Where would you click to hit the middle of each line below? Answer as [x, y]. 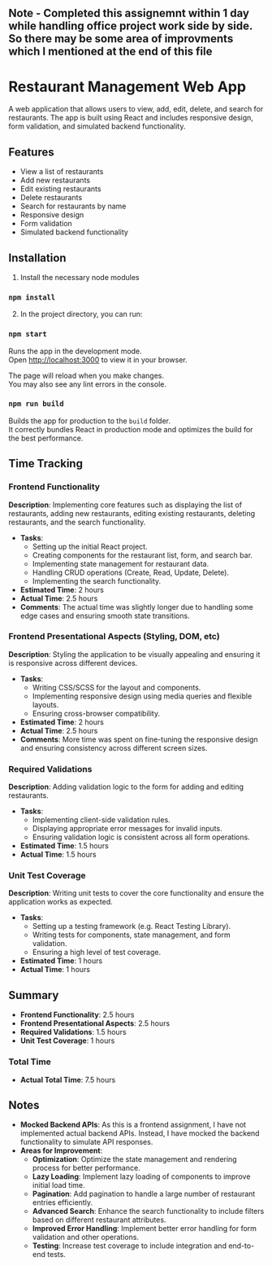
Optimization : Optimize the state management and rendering [134, 1159]
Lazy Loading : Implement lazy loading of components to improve [141, 1176]
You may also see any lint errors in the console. [87, 384]
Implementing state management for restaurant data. [121, 563]
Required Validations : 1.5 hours [73, 1032]
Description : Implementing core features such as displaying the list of [125, 505]
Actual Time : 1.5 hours [58, 855]
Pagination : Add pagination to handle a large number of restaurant [144, 1194]
